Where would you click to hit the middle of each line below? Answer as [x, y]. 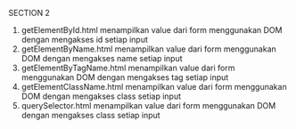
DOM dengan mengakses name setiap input [102, 58]
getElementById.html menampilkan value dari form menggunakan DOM [152, 30]
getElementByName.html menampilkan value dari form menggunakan [149, 49]
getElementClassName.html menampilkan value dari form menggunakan [154, 87]
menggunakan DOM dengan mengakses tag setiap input [125, 77]
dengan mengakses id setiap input [85, 40]
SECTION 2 [29, 13]
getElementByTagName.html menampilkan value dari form [128, 68]
